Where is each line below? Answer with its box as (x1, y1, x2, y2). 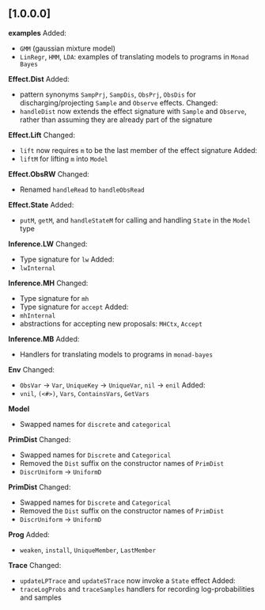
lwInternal (19, 264, 56, 273)
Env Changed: (8, 364, 55, 374)
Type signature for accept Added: (19, 302, 129, 311)
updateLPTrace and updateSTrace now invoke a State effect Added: (19, 575, 236, 585)
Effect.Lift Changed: (8, 130, 75, 139)
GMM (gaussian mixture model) (19, 44, 116, 53)
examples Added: (8, 28, 67, 37)
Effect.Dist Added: (8, 74, 70, 83)
